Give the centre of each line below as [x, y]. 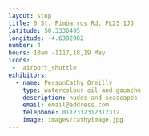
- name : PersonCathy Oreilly [64, 82]
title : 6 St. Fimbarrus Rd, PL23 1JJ [71, 23]
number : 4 [25, 46]
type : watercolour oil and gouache [82, 90]
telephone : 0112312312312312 [71, 113]
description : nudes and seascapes [80, 98]
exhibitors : [28, 75]
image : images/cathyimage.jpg [73, 120]
